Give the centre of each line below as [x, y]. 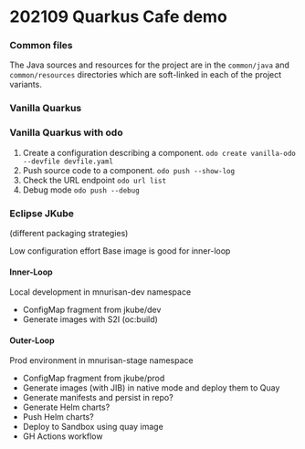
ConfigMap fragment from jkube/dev [92, 310]
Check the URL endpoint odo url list [95, 180]
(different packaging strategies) [69, 233]
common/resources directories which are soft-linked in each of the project [146, 75]
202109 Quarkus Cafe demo [119, 17]
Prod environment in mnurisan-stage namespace [101, 360]
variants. [26, 85]
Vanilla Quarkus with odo [66, 132]
